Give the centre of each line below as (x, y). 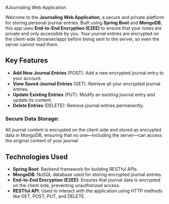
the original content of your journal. (42, 141)
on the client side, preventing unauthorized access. (66, 185)
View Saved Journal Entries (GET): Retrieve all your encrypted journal (86, 83)
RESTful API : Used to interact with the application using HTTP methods (88, 191)
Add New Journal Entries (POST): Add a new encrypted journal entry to (88, 73)
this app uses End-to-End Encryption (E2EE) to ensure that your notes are (83, 28)
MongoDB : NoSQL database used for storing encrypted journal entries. (87, 174)
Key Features (27, 61)
